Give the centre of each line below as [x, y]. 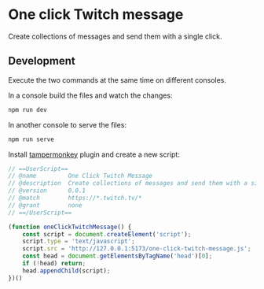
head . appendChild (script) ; [66, 270]
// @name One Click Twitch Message [81, 176]
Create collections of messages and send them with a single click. [115, 36]
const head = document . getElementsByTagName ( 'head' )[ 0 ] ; [117, 256]
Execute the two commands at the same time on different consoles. [117, 80]
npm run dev [27, 109]
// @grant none [45, 205]
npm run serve [31, 139]
